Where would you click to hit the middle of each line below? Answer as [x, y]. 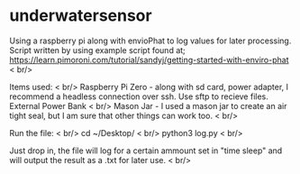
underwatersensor [81, 16]
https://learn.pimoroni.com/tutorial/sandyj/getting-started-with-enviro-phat [149, 60]
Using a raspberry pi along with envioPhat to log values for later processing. [150, 41]
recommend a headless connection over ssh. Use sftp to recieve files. [139, 96]
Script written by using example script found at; [98, 50]
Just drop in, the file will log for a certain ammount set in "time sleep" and [146, 151]
